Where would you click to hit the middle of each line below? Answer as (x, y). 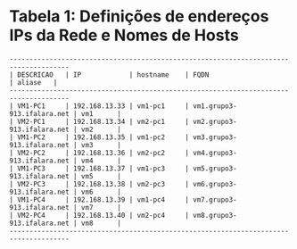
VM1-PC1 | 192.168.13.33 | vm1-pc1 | (103, 106)
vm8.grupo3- (215, 215)
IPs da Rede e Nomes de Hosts (124, 35)
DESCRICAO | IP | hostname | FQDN (113, 75)
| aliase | (33, 82)
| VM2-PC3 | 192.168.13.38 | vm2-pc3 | (99, 184)
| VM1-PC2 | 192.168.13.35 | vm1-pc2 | (99, 137)
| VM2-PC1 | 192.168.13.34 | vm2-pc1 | (99, 121)
